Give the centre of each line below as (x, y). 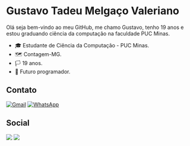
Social (18, 123)
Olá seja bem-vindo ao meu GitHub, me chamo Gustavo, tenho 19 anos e (95, 27)
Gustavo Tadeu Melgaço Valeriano (93, 11)
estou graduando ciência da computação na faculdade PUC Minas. (88, 33)
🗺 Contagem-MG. (38, 54)
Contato (21, 90)
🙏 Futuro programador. (42, 72)
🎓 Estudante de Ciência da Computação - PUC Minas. (82, 45)
